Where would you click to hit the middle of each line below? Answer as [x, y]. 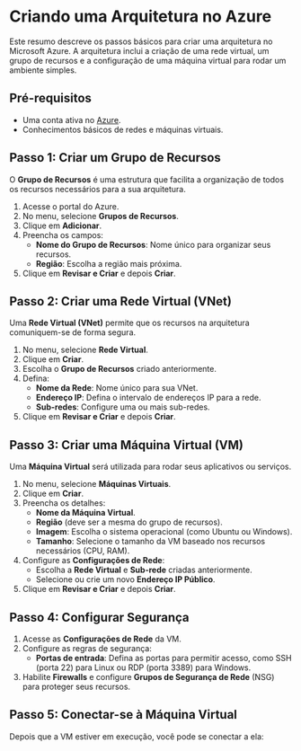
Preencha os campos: [62, 234]
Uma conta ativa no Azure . [71, 119]
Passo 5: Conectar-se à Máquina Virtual [124, 715]
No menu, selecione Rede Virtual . [85, 350]
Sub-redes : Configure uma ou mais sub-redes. [123, 407]
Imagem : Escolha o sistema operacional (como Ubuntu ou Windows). [164, 532]
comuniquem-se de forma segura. [73, 332]
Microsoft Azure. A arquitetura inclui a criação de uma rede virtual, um [139, 50]
